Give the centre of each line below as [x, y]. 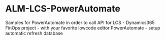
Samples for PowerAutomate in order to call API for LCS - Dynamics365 [80, 22]
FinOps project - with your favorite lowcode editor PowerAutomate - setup [83, 27]
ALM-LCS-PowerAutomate [63, 9]
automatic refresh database [34, 33]
